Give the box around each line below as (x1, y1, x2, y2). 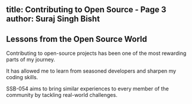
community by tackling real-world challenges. (6, 92, 118, 99)
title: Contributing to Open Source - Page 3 (6, 5, 167, 15)
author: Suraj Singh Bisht (6, 14, 100, 24)
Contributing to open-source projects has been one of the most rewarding (6, 50, 187, 57)
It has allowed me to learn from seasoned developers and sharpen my (6, 67, 176, 74)
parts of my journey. (6, 56, 56, 63)
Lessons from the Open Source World (6, 34, 148, 44)
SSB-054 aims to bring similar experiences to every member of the (6, 85, 170, 92)
